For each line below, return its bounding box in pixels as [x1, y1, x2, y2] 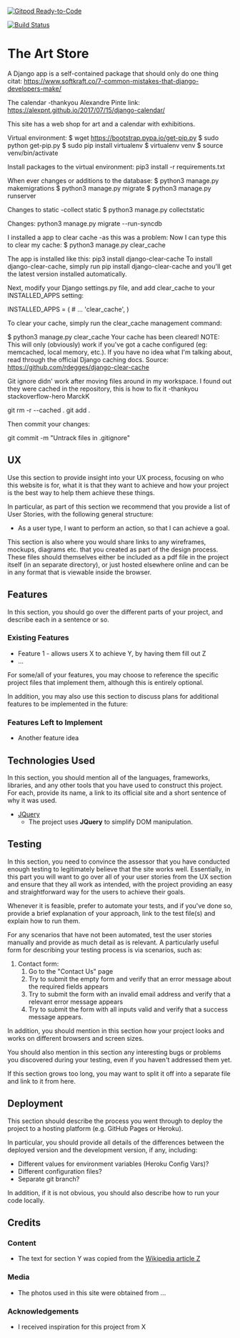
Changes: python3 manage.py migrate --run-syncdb [7, 219, 163, 228]
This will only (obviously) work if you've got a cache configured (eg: [7, 340, 208, 349]
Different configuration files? [17, 1167, 102, 1175]
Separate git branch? [17, 1174, 80, 1183]
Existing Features [7, 633, 69, 643]
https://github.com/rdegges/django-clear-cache [7, 363, 150, 371]
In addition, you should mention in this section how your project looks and [7, 1026, 225, 1035]
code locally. [7, 1196, 45, 1204]
